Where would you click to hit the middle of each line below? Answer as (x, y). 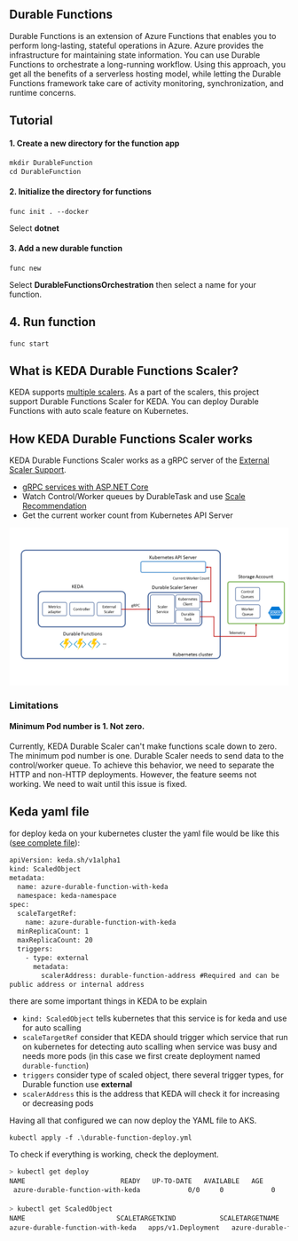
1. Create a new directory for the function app (94, 143)
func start (29, 344)
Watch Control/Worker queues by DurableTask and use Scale (133, 497)
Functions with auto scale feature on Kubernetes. (99, 411)
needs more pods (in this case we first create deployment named (141, 1055)
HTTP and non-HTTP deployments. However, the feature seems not (133, 774)
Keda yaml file (50, 812)
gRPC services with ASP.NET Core (85, 487)
